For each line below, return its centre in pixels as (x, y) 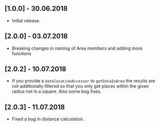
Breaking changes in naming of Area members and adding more (77, 48)
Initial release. (26, 20)
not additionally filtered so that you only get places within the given (80, 86)
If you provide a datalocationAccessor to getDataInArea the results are (83, 81)
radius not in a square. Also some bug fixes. (57, 91)
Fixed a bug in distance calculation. (48, 119)
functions (22, 53)
